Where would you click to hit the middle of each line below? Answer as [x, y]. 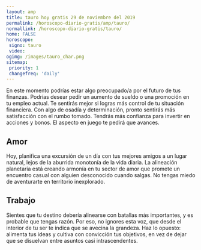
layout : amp [21, 12]
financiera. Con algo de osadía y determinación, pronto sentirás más [91, 110]
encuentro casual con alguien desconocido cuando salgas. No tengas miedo [101, 175]
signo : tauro [25, 46]
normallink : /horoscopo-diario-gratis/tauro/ [64, 29]
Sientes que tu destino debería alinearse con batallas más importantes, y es [100, 215]
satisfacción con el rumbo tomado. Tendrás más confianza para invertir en [98, 116]
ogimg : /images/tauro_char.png [45, 57]
